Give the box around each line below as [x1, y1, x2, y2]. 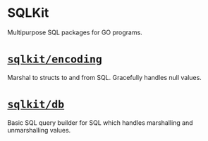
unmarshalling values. [7, 126, 71, 134]
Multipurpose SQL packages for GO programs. [7, 28, 142, 36]
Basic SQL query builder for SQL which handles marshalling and [7, 118, 193, 127]
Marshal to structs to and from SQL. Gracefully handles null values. [7, 73, 202, 81]
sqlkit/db [7, 98, 65, 112]
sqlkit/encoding [7, 53, 102, 66]
